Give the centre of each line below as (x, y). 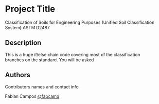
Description (23, 43)
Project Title (30, 9)
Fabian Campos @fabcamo (32, 96)
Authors (18, 75)
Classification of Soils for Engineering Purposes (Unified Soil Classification (80, 22)
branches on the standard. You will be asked (50, 60)
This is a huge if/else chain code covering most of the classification (72, 54)
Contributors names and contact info (42, 87)
